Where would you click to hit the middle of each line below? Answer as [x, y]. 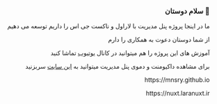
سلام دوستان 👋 [187, 11]
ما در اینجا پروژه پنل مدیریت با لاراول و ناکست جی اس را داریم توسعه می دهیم [108, 26]
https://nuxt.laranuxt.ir [178, 94]
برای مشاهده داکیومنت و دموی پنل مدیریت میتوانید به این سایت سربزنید [118, 67]
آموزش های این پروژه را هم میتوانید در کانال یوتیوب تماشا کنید [130, 53]
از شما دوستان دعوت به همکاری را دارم [159, 40]
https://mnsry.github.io [177, 80]
